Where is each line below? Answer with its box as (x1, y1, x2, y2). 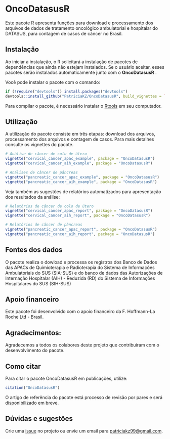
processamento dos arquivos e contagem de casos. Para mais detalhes (5, 136, 154, 142)
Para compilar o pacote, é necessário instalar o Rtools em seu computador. (5, 103, 162, 109)
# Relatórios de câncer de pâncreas (5, 222, 82, 228)
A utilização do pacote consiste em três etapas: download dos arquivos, (5, 131, 155, 137)
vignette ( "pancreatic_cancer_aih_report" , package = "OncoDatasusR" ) (5, 231, 155, 237)
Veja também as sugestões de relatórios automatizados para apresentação (5, 188, 161, 195)
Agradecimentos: (5, 328, 62, 337)
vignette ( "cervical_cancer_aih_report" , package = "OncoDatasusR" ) (5, 213, 151, 218)
